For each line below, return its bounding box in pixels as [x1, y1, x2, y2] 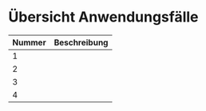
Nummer [12, 37, 46, 48]
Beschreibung [53, 37, 109, 48]
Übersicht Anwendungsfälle [8, 8, 199, 26]
